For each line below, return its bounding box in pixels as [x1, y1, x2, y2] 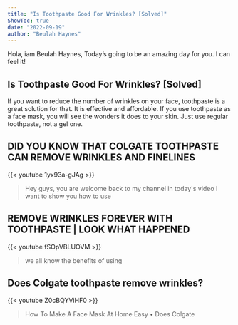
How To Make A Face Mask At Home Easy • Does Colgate [24, 309, 195, 318]
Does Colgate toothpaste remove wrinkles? [7, 277, 204, 289]
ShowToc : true [7, 17, 50, 24]
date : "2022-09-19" [7, 24, 66, 31]
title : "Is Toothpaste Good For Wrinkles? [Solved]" [7, 10, 167, 18]
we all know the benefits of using [24, 256, 123, 264]
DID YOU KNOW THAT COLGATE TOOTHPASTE [7, 140, 219, 153]
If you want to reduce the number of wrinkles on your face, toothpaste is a [7, 97, 226, 105]
